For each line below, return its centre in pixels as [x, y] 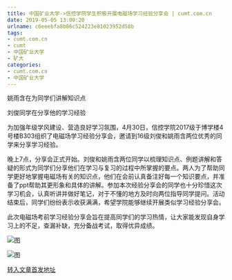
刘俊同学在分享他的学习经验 [47, 113]
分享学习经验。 [40, 145]
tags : [15, 33]
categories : [24, 65]
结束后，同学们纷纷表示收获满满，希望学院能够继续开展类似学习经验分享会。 [116, 202]
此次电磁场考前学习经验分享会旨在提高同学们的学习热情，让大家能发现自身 [113, 217]
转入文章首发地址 [31, 270]
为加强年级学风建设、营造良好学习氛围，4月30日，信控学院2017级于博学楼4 [115, 128]
